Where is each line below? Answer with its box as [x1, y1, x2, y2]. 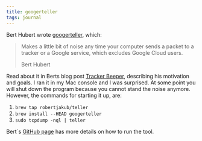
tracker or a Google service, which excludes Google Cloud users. [21, 49, 183, 56]
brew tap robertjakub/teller [14, 104, 89, 110]
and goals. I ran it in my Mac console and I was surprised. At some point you [6, 79, 196, 86]
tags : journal [6, 14, 42, 20]
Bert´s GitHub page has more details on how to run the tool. [6, 128, 154, 135]
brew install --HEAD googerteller [14, 111, 102, 117]
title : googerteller [6, 8, 58, 15]
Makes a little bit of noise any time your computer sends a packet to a [21, 43, 194, 50]
